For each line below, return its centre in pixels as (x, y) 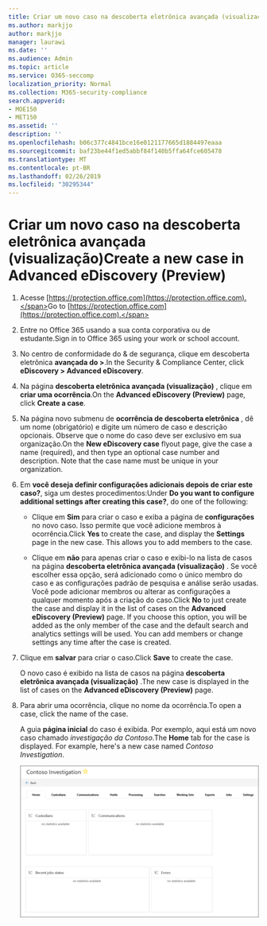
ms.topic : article (39, 68)
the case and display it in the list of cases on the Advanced (129, 609)
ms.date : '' (28, 51)
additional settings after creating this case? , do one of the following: (134, 502)
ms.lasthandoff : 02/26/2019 (55, 176)
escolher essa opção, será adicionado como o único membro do (137, 575)
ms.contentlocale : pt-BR (49, 168)
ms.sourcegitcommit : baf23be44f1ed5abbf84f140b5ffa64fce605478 (115, 151)
